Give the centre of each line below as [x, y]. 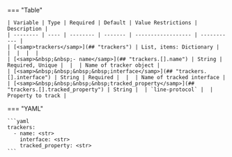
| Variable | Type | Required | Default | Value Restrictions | [102, 23]
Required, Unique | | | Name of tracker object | [84, 65]
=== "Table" [25, 10]
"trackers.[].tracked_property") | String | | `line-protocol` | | [110, 90]
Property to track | [37, 96]
